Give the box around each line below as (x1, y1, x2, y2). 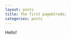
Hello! (5, 30, 17, 36)
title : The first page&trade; (5, 12, 67, 17)
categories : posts (5, 16, 43, 21)
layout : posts (5, 7, 34, 12)
